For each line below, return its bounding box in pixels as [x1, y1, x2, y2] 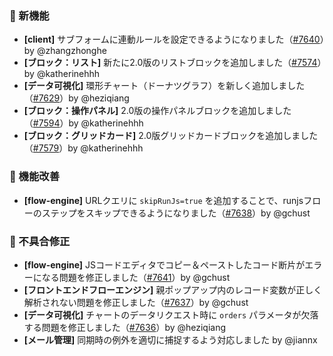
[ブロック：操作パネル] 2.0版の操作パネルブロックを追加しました [23, 105, 292, 117]
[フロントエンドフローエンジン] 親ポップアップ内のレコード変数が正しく [23, 283, 323, 296]
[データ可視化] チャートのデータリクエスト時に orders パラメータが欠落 [23, 308, 319, 321]
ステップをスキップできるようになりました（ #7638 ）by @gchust [41, 207, 311, 219]
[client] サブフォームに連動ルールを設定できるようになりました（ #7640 [23, 33, 321, 46]
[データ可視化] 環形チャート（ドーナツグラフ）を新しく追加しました [23, 80, 306, 92]
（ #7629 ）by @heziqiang [23, 92, 130, 104]
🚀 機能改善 [9, 170, 61, 184]
